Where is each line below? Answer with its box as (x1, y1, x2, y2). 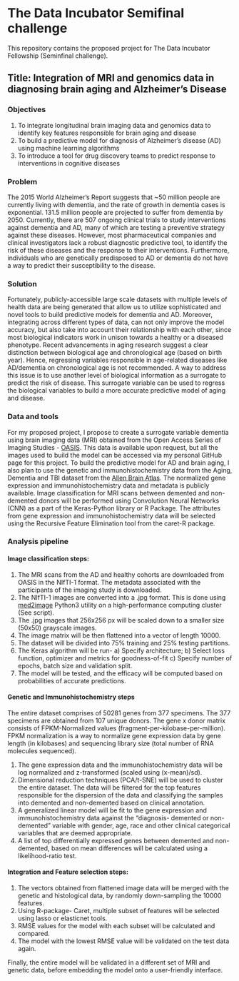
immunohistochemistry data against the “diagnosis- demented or (17, 813, 209, 822)
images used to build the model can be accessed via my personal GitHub (7, 451, 223, 459)
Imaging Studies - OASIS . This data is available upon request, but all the (7, 443, 219, 451)
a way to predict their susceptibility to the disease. (7, 261, 156, 269)
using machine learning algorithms (17, 144, 120, 152)
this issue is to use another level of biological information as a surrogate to (7, 371, 226, 380)
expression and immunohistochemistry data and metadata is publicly (7, 481, 210, 490)
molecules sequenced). (7, 746, 77, 755)
